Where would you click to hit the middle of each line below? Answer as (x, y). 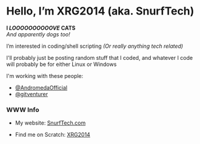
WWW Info (23, 110)
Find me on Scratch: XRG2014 (53, 135)
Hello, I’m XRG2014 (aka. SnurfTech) (100, 11)
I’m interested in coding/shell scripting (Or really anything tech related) (95, 46)
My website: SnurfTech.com (50, 123)
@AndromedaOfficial (41, 87)
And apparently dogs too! (38, 34)
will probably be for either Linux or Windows (62, 64)
